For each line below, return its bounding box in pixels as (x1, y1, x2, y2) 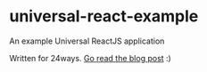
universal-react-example (9, 6, 199, 27)
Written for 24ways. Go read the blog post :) (9, 52, 171, 63)
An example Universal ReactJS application (9, 36, 165, 46)
